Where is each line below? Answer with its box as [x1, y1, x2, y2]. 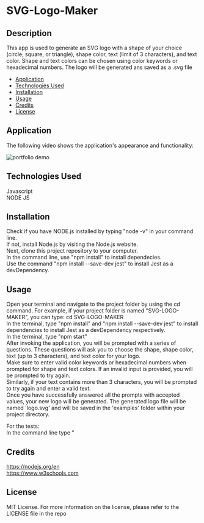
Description [6, 28, 52, 38]
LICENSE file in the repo [6, 510, 67, 517]
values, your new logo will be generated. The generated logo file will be [6, 398, 186, 405]
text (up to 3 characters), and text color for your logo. [6, 352, 140, 360]
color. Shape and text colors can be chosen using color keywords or [6, 57, 178, 64]
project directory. [6, 411, 50, 418]
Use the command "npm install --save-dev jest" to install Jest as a [6, 260, 173, 267]
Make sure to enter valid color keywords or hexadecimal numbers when [6, 359, 186, 366]
